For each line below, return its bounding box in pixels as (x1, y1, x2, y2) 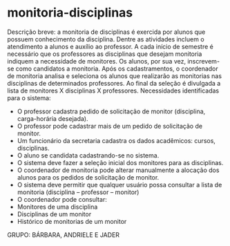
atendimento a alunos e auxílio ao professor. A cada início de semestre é (7, 42, 214, 50)
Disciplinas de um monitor (17, 209, 92, 218)
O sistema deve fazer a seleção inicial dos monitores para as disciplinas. (17, 158, 224, 167)
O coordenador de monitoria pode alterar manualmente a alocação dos (17, 166, 220, 174)
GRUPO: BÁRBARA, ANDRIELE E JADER (7, 230, 119, 239)
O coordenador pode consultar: (17, 195, 107, 203)
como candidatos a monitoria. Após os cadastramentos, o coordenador (15, 64, 219, 73)
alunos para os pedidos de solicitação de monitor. (17, 173, 160, 181)
